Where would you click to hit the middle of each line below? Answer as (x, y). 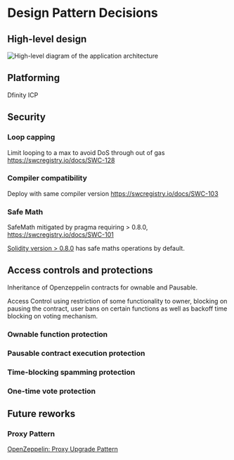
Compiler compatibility (47, 178)
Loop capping (31, 137)
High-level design (47, 39)
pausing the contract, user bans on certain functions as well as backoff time (117, 309)
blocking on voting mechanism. (53, 316)
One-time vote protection (52, 391)
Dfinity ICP (23, 95)
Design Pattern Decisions (83, 13)
